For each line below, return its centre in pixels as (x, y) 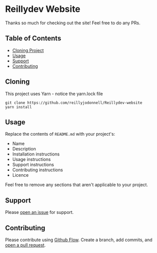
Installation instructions (36, 154)
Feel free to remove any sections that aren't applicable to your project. (77, 185)
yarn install (19, 107)
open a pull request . (25, 245)
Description (24, 149)
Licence (20, 175)
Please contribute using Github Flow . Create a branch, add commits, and (79, 240)
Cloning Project (28, 50)
